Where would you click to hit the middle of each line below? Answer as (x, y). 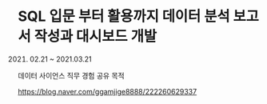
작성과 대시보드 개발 (96, 36)
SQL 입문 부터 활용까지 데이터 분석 (124, 16)
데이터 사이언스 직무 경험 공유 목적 (71, 75)
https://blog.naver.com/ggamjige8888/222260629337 (108, 91)
